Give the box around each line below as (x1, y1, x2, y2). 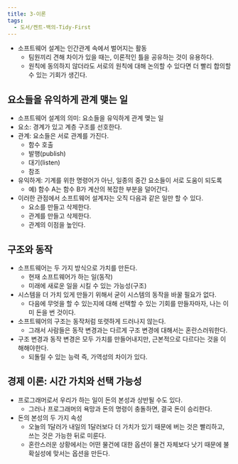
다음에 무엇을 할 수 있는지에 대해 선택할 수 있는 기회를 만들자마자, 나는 (28, 300, 222, 307)
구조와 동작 (7, 243, 53, 255)
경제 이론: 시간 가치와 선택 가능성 (7, 375, 142, 388)
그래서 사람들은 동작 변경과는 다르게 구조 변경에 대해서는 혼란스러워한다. (28, 326, 228, 334)
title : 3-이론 (7, 10, 46, 18)
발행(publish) (28, 149, 66, 158)
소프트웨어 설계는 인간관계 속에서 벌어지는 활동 (17, 44, 147, 53)
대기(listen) (28, 158, 60, 167)
